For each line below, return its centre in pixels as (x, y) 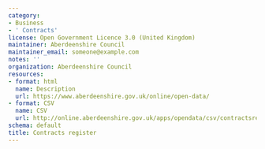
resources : (26, 74)
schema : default (35, 125)
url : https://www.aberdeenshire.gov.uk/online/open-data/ (113, 96)
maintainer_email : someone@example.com (74, 52)
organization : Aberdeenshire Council (70, 67)
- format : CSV (32, 103)
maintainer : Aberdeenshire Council (67, 45)
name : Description (46, 89)
